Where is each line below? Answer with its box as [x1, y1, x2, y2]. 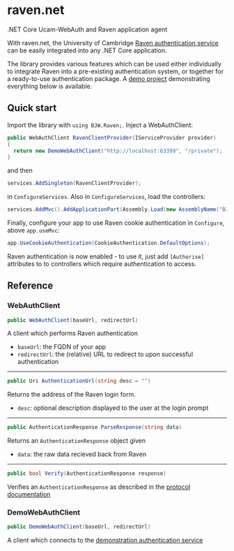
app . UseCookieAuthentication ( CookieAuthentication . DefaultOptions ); [7, 240, 210, 247]
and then [7, 166, 33, 175]
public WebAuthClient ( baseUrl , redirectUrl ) [7, 316, 139, 323]
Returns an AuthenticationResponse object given [7, 436, 146, 445]
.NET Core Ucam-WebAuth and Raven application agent [7, 25, 168, 34]
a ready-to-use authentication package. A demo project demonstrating [7, 74, 210, 82]
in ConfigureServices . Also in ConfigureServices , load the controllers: [7, 193, 205, 201]
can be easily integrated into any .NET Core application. [7, 46, 167, 54]
